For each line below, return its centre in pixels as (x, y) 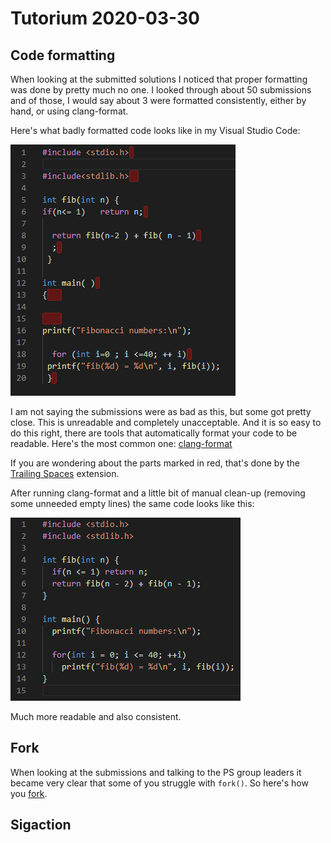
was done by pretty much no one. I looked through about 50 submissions (161, 90)
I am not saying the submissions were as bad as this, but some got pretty (161, 411)
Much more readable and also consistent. (96, 716)
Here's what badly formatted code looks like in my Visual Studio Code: (155, 130)
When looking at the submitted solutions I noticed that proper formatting (159, 79)
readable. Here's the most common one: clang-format (121, 443)
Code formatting (63, 55)
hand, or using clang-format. (69, 111)
